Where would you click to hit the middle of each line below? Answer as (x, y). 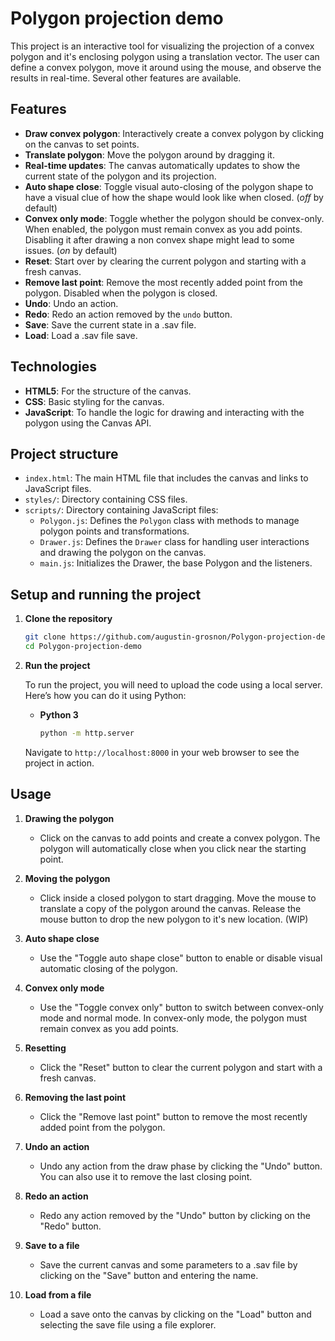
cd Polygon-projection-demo (83, 647)
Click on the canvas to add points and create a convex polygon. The (180, 838)
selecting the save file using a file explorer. (128, 1324)
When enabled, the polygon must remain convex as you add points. (163, 229)
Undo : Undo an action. (71, 303)
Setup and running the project (106, 594)
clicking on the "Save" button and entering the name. (149, 1275)
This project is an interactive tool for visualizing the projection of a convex (162, 46)
